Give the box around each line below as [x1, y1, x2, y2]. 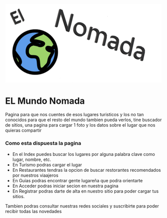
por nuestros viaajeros [12, 172, 59, 178]
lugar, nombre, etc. [12, 156, 51, 162]
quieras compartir [5, 128, 42, 134]
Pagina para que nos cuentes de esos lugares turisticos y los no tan [5, 112, 144, 118]
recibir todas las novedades [5, 208, 62, 214]
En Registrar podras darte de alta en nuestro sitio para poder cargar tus [12, 188, 159, 194]
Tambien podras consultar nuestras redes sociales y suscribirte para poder [5, 203, 159, 209]
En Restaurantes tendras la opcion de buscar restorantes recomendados [12, 167, 161, 173]
